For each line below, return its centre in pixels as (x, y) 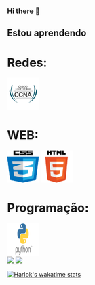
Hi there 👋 (24, 11)
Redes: (27, 63)
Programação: (48, 208)
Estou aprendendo (47, 33)
